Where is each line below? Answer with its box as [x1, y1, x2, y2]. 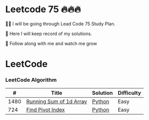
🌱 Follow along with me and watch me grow [5, 40, 97, 46]
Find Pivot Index [26, 106, 65, 113]
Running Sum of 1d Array [26, 98, 87, 105]
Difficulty [117, 89, 141, 97]
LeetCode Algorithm [5, 76, 57, 83]
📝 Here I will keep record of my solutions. [5, 31, 92, 37]
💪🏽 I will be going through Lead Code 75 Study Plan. [5, 20, 116, 26]
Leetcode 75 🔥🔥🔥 [5, 4, 81, 15]
